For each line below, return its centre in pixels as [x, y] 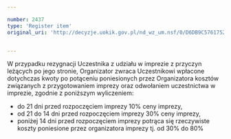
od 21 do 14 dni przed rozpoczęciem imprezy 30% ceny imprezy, [109, 114]
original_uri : [27, 32]
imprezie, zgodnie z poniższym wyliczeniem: [70, 93]
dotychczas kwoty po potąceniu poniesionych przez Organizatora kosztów [113, 78]
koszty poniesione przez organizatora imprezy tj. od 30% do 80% [110, 129]
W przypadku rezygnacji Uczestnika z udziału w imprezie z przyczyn [104, 64]
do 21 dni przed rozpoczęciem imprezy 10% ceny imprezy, [100, 107]
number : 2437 [26, 19]
